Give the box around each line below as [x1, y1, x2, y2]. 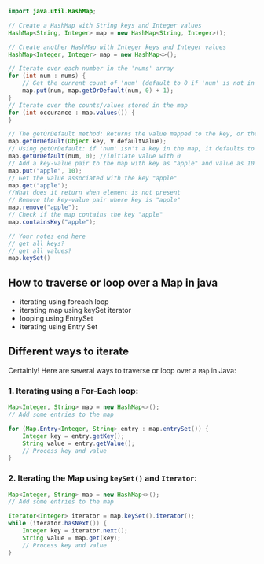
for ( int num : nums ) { [8, 72, 86, 80]
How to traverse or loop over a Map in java [8, 276, 218, 289]
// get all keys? [8, 239, 65, 247]
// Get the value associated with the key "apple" [8, 174, 178, 182]
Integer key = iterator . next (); [22, 527, 128, 535]
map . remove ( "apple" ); [8, 203, 79, 212]
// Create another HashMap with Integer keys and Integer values [8, 43, 226, 51]
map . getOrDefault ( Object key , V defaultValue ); [8, 138, 167, 146]
